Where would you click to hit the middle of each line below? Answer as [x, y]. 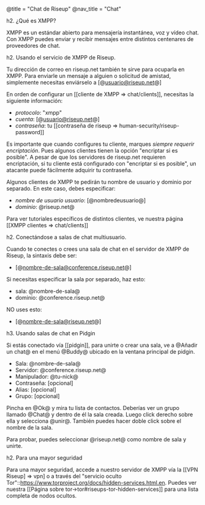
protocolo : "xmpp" [39, 112]
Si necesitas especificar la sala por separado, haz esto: [76, 279]
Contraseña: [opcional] [44, 383]
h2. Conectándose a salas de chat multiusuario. [66, 237]
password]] [30, 132]
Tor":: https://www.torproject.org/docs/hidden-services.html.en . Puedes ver [102, 483]
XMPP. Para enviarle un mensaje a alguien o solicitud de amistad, [89, 76]
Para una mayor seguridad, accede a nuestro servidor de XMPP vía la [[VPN [102, 469]
